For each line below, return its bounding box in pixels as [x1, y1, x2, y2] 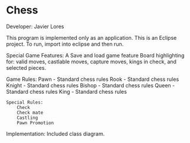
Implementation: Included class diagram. [6, 130, 105, 137]
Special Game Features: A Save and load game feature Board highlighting [6, 52, 185, 59]
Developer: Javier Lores [6, 23, 64, 30]
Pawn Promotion [17, 120, 54, 126]
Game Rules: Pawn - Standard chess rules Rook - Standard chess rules [6, 76, 179, 83]
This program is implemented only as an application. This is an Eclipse [6, 34, 177, 41]
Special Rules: [6, 99, 44, 105]
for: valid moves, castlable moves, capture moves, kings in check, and [6, 58, 177, 65]
